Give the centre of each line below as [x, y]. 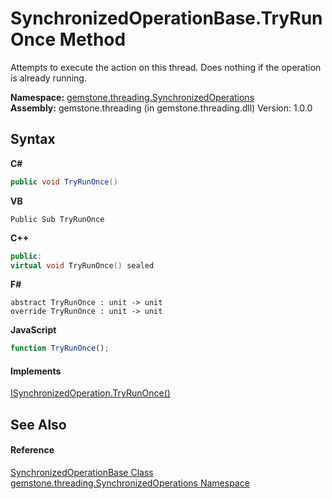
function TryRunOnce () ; [60, 348]
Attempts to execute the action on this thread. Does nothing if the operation [166, 67]
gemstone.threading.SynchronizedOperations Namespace [130, 483]
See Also [38, 424]
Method [93, 39]
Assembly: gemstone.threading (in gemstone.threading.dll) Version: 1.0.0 [161, 108]
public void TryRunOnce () [64, 182]
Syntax [33, 139]
